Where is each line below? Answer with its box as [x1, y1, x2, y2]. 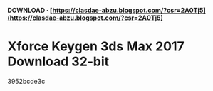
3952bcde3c [7, 77, 46, 85]
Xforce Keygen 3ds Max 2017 [7, 38, 185, 55]
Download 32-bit [7, 53, 110, 70]
